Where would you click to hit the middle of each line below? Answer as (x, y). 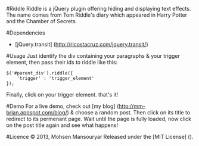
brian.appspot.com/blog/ (37, 112)
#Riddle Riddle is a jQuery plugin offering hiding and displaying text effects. (99, 9)
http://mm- (132, 106)
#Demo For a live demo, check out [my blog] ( (63, 106)
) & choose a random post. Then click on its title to (129, 112)
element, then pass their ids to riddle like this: (62, 62)
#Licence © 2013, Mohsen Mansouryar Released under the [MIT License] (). (100, 137)
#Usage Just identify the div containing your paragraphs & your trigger (93, 56)
